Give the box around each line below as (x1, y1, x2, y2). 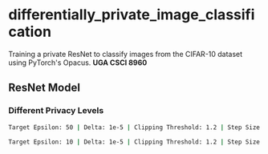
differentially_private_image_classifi (8, 6, 255, 24)
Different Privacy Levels (8, 105, 104, 116)
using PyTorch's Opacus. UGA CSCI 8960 (8, 58, 148, 67)
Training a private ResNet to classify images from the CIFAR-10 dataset (8, 49, 243, 59)
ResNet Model (8, 81, 80, 95)
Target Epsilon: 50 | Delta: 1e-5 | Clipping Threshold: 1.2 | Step (8, 123, 242, 132)
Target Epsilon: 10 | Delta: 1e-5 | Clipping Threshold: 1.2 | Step (8, 138, 242, 146)
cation (8, 22, 52, 41)
